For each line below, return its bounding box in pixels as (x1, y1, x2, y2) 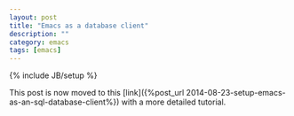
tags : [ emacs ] (9, 46, 62, 55)
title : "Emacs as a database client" (9, 21, 149, 30)
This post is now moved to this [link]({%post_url (9, 88, 185, 98)
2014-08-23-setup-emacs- (186, 88, 286, 98)
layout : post (9, 12, 58, 22)
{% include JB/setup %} (9, 70, 98, 81)
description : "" (9, 29, 69, 38)
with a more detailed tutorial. (121, 97, 226, 107)
